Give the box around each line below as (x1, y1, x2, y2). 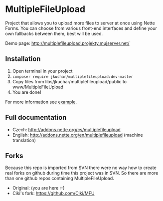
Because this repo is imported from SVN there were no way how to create (5, 165, 157, 171)
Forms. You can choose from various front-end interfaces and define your (5, 25, 157, 31)
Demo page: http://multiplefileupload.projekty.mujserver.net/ (5, 40, 130, 46)
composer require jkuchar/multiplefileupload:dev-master (12, 74, 134, 79)
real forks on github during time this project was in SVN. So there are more (5, 170, 159, 176)
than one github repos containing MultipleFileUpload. (5, 176, 115, 182)
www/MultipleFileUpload (12, 84, 64, 90)
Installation (5, 55, 41, 63)
